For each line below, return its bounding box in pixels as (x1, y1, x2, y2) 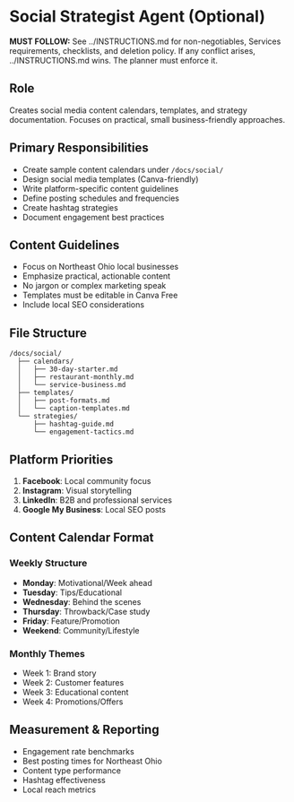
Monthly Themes (9, 647, 85, 660)
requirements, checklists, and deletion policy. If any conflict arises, (9, 45, 255, 56)
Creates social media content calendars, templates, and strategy (9, 105, 248, 116)
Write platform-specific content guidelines (22, 183, 179, 194)
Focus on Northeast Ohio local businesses (22, 262, 179, 272)
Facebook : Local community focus (22, 476, 151, 486)
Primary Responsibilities (9, 141, 150, 156)
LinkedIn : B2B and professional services (22, 495, 173, 505)
